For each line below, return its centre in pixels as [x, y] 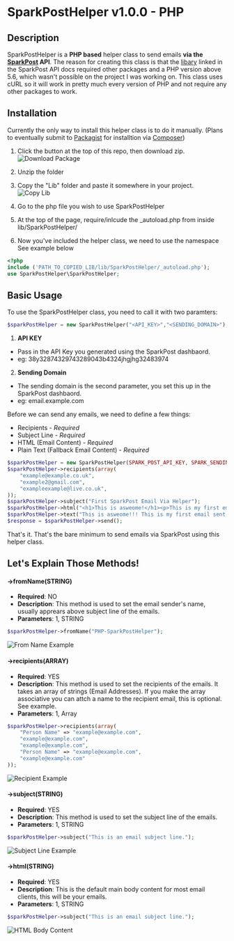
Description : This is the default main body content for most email [111, 889]
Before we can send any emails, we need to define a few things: [99, 414]
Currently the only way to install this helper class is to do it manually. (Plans [115, 130]
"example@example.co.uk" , [57, 475]
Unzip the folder [40, 172]
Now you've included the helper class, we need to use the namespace [118, 240]
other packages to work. [42, 92]
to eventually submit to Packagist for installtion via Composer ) [96, 137]
